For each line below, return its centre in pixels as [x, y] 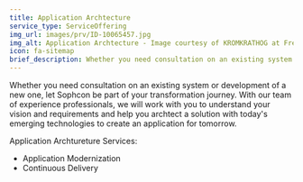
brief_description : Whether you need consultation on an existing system [151, 59]
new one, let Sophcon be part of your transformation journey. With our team [150, 95]
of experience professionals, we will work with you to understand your [140, 104]
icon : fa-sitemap [42, 51]
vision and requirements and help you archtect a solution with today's [138, 114]
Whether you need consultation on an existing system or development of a [148, 85]
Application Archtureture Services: [73, 141]
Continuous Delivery [60, 168]
